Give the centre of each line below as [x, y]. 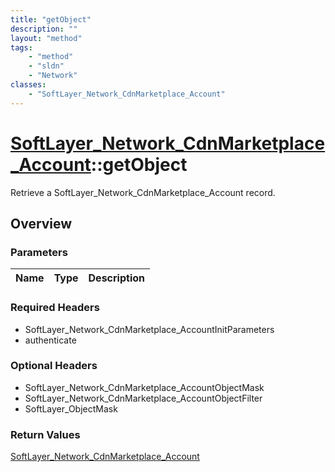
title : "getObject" [51, 19]
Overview [41, 223]
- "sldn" [46, 66]
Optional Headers [54, 366]
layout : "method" [46, 38]
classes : [28, 85]
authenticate [50, 340]
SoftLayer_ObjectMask [71, 408]
